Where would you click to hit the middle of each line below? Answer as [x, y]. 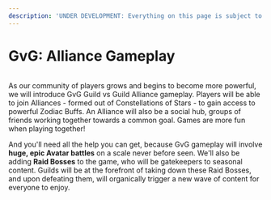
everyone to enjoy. [39, 187]
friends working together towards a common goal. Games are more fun [127, 120]
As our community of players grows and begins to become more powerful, [132, 85]
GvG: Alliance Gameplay [92, 55]
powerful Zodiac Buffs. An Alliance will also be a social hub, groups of [125, 111]
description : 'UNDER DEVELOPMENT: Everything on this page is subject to [135, 16]
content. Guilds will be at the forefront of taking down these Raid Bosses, [130, 170]
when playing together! [47, 128]
